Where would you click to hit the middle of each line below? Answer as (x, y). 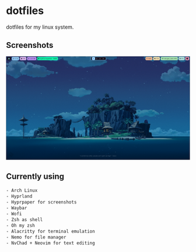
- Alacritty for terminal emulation (50, 232)
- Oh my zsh (20, 226)
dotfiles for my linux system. (40, 27)
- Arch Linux (22, 191)
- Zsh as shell (24, 220)
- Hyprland (19, 196)
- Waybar (17, 208)
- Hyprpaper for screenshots (41, 202)
